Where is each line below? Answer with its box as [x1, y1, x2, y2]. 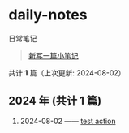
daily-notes [8, 6, 88, 24]
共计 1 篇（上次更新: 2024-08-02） [8, 67, 126, 78]
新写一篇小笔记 [28, 50, 79, 60]
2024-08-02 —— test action [19, 116, 116, 126]
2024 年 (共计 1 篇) [8, 94, 102, 108]
